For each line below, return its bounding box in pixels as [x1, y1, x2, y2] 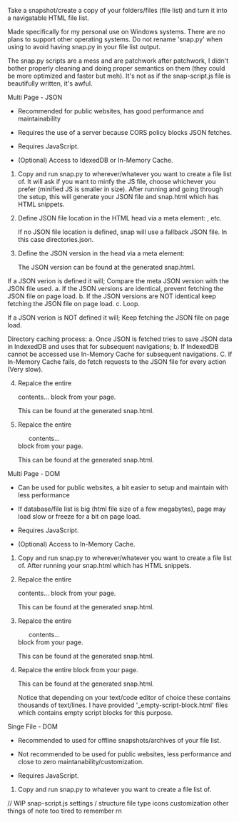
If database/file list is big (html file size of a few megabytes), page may [17, 504, 226, 513]
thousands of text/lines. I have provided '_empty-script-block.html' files [17, 701, 228, 709]
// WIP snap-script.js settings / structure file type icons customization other [7, 799, 229, 807]
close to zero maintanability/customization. [17, 758, 144, 766]
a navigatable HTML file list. [7, 14, 89, 22]
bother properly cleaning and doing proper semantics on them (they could [7, 64, 225, 72]
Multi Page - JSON [7, 93, 63, 101]
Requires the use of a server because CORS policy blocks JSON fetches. [17, 128, 232, 136]
